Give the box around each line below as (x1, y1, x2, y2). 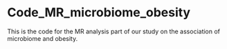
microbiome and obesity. (7, 34, 78, 42)
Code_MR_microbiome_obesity (7, 5, 191, 20)
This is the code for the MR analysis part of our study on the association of (7, 27, 220, 35)
